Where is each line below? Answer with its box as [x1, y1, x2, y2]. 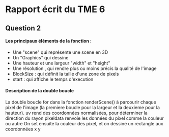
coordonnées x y [5, 126, 41, 132]
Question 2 [5, 24, 41, 32]
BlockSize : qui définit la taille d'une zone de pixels [12, 71, 119, 77]
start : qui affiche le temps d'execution [12, 76, 94, 82]
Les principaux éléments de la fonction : [5, 38, 92, 44]
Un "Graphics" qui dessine [12, 54, 69, 60]
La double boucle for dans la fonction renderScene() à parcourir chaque [5, 99, 156, 105]
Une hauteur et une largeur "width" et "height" [12, 60, 110, 66]
